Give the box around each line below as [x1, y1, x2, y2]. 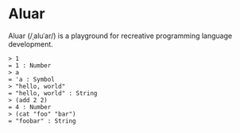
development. [8, 39, 53, 48]
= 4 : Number [8, 103, 52, 111]
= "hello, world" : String [8, 89, 98, 97]
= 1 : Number [8, 61, 52, 70]
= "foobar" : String [8, 116, 77, 125]
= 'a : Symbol [8, 75, 56, 83]
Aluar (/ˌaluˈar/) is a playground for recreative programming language [8, 31, 233, 40]
